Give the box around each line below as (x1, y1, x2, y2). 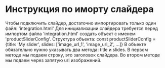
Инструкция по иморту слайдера (5, 3, 154, 15)
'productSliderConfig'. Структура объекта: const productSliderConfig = (5, 36, 156, 42)
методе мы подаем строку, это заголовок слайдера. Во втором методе (5, 51, 160, 58)
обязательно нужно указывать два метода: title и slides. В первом (5, 46, 148, 52)
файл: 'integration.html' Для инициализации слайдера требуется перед (5, 25, 158, 31)
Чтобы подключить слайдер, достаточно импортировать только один (5, 20, 156, 26)
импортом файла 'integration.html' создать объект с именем (5, 30, 136, 36)
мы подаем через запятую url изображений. (5, 57, 102, 63)
